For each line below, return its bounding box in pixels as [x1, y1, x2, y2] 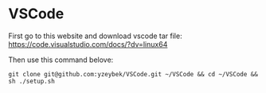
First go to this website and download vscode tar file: [8, 31, 182, 41]
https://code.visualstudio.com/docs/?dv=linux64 [8, 39, 168, 48]
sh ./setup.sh [8, 77, 56, 85]
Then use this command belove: [8, 55, 114, 64]
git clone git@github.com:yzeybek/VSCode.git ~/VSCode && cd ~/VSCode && [8, 70, 259, 78]
